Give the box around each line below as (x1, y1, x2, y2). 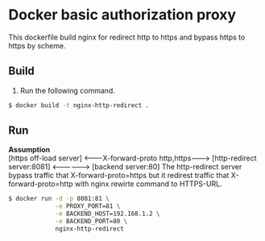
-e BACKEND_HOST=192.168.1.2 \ (55, 210, 160, 218)
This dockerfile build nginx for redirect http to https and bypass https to (8, 32, 246, 42)
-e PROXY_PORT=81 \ (55, 202, 121, 210)
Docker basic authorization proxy (8, 6, 236, 24)
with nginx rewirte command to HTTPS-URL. (74, 179, 223, 189)
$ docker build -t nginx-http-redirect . (8, 101, 150, 110)
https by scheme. (8, 40, 66, 50)
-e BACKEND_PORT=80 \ (55, 218, 128, 226)
